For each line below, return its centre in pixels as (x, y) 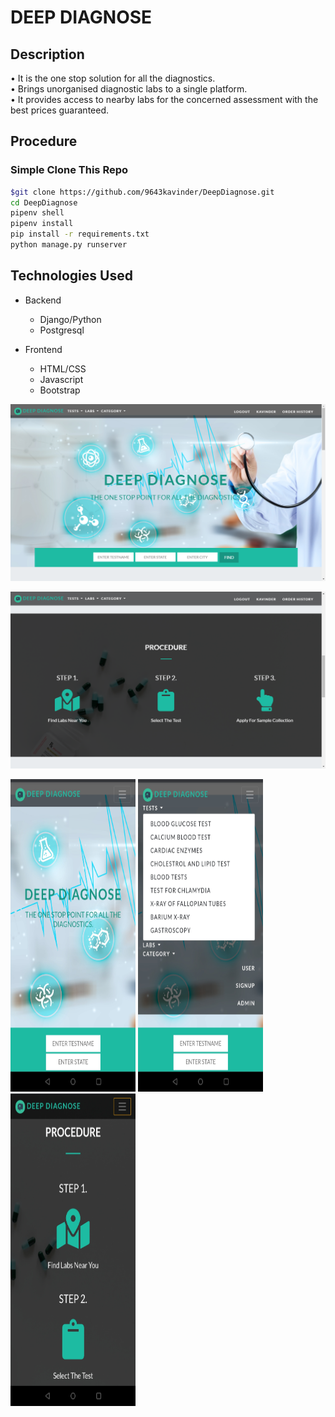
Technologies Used (71, 276)
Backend (43, 300)
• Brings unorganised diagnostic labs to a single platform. (129, 89)
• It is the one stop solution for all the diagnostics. (113, 78)
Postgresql (62, 330)
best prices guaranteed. (60, 110)
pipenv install (42, 224)
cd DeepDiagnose (44, 202)
